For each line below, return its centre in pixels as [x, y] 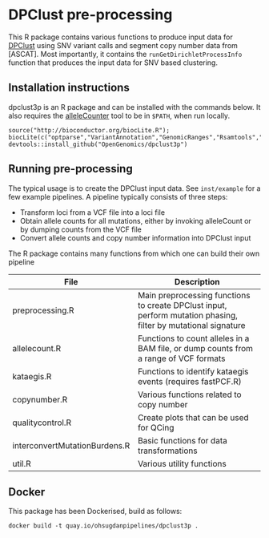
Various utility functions [182, 463]
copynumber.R [40, 399]
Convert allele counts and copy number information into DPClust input [135, 237]
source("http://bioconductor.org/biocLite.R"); [89, 130]
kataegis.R [32, 376]
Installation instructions [69, 88]
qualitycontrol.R [42, 423]
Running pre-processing [71, 169]
